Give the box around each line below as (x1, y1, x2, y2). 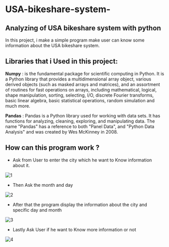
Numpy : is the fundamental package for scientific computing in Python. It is (5, 70, 164, 76)
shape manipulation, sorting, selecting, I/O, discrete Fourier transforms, (5, 92, 154, 98)
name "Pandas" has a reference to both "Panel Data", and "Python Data (5, 123, 154, 130)
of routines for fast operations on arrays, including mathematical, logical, (5, 87, 157, 93)
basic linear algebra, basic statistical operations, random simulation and (5, 97, 155, 103)
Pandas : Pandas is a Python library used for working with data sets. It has (5, 112, 160, 118)
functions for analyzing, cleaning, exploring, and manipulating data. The (5, 118, 155, 124)
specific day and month (12, 207, 62, 213)
